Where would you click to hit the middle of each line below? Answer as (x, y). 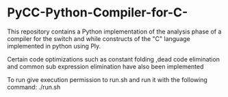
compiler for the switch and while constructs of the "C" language (99, 38)
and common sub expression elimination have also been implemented (105, 66)
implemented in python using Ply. (54, 46)
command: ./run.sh (34, 87)
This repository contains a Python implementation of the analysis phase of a (114, 31)
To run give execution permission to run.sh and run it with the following (107, 79)
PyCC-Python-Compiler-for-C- (98, 13)
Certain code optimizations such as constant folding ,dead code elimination (114, 59)
